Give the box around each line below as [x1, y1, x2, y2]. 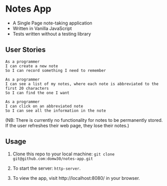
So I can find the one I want [5, 90, 70, 95]
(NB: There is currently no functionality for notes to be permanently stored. [5, 117, 163, 123]
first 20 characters [5, 86, 50, 91]
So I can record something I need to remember [5, 68, 106, 73]
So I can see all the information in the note [5, 108, 106, 113]
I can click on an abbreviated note [5, 103, 83, 109]
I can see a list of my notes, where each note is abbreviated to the [5, 81, 159, 87]
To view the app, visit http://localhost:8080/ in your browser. [12, 175, 140, 181]
